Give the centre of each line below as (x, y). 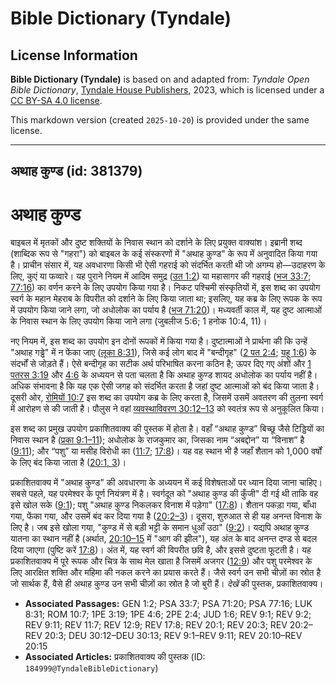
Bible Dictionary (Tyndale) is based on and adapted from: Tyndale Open (160, 79)
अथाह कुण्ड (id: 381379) (76, 171)
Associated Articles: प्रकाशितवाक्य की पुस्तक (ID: (115, 657)
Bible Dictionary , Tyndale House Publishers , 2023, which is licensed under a (167, 90)
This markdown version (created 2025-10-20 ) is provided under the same (160, 120)
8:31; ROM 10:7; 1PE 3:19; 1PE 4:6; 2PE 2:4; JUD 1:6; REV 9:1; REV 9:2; (168, 614)
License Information (74, 55)
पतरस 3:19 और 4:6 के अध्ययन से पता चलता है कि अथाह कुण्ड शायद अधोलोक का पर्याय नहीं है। (164, 375)
